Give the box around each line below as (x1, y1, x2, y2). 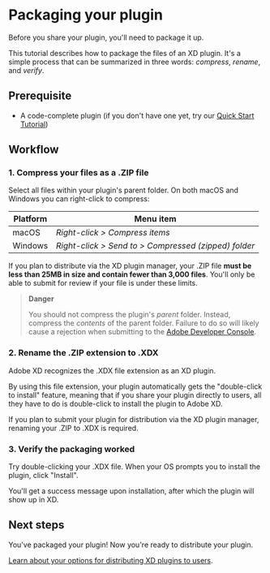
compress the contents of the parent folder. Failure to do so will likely (28, 318, 259, 328)
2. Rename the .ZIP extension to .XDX (8, 347, 159, 359)
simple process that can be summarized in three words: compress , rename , (8, 57, 261, 67)
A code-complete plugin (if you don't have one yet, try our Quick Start (19, 110, 255, 120)
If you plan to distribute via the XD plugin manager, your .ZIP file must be (8, 261, 252, 271)
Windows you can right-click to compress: (8, 194, 150, 204)
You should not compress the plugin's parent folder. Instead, (28, 310, 231, 320)
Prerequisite (8, 89, 72, 103)
